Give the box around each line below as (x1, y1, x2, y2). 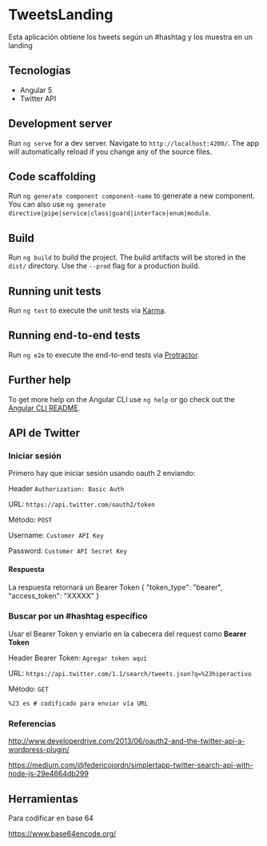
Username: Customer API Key (8, 530, 104, 540)
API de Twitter (8, 426, 81, 440)
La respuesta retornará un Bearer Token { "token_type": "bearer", (8, 582, 223, 592)
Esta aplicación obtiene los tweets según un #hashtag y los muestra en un (8, 32, 253, 42)
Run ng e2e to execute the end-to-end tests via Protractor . (8, 350, 200, 360)
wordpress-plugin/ (8, 745, 70, 755)
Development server (8, 117, 113, 131)
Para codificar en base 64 (8, 813, 94, 823)
